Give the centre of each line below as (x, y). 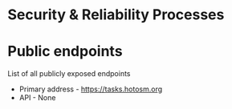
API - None (37, 98)
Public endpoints (65, 52)
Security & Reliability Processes (116, 15)
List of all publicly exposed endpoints (69, 74)
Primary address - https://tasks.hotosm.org (91, 89)
